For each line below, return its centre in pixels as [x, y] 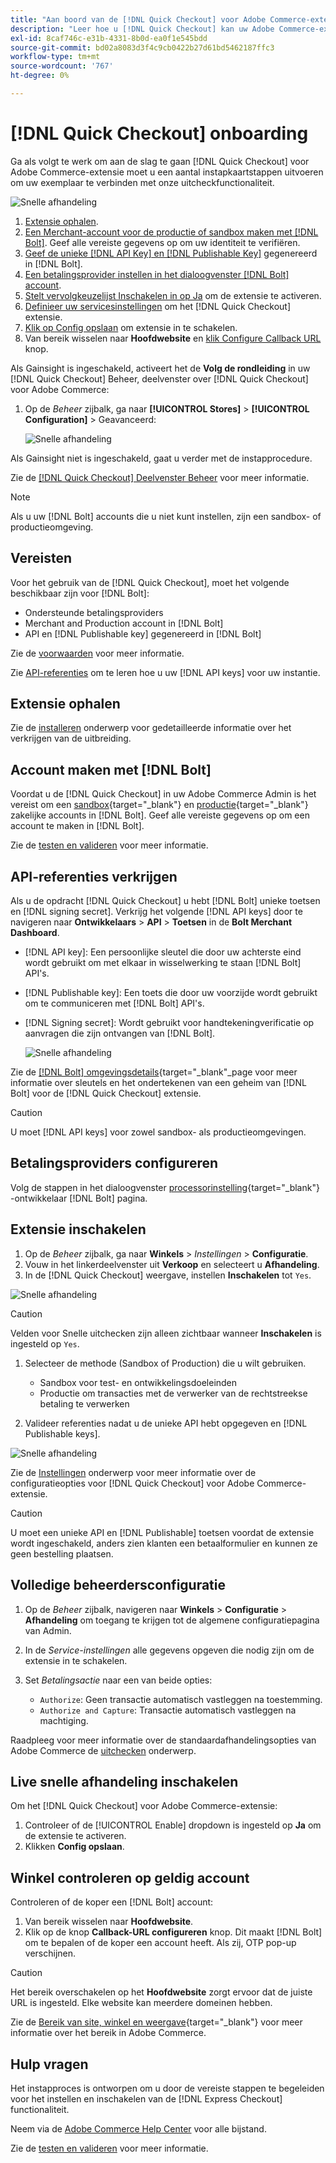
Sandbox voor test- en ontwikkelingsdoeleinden [138, 1382]
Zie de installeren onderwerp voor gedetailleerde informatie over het [151, 728]
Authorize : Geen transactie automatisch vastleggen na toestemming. [181, 1699]
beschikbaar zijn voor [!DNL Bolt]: [80, 593]
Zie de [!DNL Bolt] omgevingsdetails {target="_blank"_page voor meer [154, 1072]
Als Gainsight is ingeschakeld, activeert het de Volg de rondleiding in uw [160, 368]
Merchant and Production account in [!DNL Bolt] [124, 623]
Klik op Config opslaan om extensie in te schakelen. [131, 327]
